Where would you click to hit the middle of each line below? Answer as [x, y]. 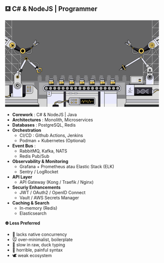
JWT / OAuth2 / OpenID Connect [52, 193]
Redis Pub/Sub [34, 156]
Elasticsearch [33, 213]
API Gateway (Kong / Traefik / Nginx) [56, 182]
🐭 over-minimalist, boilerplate [42, 240]
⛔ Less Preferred [23, 223]
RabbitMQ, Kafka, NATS [43, 151]
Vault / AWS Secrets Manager [49, 198]
